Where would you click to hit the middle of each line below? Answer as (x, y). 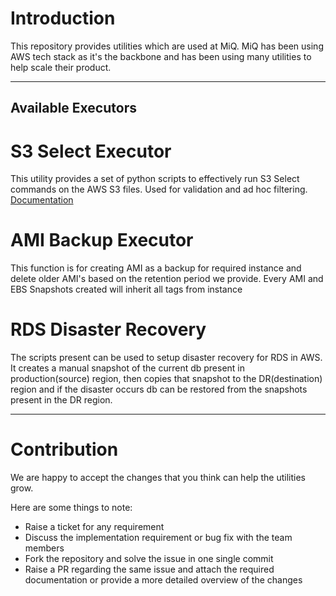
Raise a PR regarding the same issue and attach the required (149, 569)
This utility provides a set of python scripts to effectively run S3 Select (155, 179)
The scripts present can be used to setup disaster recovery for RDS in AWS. (166, 358)
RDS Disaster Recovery (108, 329)
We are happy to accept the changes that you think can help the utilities (158, 478)
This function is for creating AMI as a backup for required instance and (156, 268)
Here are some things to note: (71, 508)
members (44, 548)
